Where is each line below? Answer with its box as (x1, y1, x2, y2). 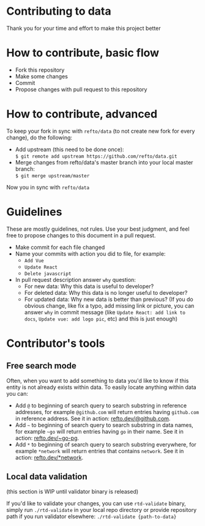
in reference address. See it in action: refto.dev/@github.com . (15, 415, 171, 422)
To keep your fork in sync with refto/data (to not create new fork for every (6, 127, 195, 135)
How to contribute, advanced (6, 107, 158, 121)
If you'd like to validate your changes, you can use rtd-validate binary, (6, 500, 186, 507)
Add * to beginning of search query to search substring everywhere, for (15, 440, 197, 448)
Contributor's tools (6, 336, 105, 350)
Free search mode (6, 361, 76, 371)
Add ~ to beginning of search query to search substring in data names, (15, 421, 194, 429)
